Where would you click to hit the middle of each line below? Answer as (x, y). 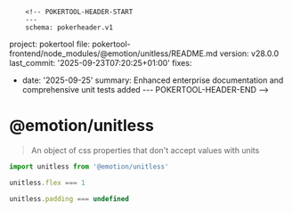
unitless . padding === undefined (69, 199)
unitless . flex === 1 (48, 183)
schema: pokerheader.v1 (69, 28)
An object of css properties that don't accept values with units (145, 150)
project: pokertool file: (50, 44)
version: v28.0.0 (249, 53)
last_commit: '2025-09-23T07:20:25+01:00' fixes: (101, 63)
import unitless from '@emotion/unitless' (89, 167)
